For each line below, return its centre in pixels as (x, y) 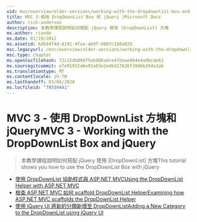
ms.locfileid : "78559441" (38, 88)
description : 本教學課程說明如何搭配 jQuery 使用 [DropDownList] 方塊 (88, 28)
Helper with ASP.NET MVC (47, 185)
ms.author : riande (29, 33)
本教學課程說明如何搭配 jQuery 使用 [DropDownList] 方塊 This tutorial (103, 160)
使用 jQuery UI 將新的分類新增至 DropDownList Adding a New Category (100, 206)
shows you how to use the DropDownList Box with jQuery (90, 166)
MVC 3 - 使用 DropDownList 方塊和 (92, 118)
